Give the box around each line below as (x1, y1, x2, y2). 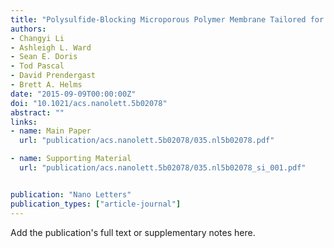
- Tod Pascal (10, 61, 65, 71)
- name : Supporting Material (10, 154, 132, 164)
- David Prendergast (10, 71, 97, 81)
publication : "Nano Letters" (10, 189, 132, 200)
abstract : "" (10, 107, 65, 118)
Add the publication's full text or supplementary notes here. (10, 226, 256, 238)
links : (10, 117, 38, 127)
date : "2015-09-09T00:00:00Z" (10, 89, 137, 99)
